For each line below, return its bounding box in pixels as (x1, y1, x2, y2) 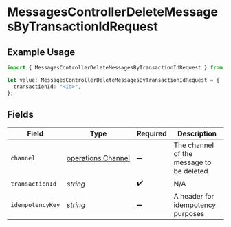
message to (173, 158, 212, 167)
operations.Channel (66, 153, 131, 163)
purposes (173, 209, 205, 219)
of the (173, 149, 193, 159)
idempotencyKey (10, 201, 60, 209)
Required (136, 129, 167, 138)
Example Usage (7, 46, 76, 58)
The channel (173, 140, 214, 150)
